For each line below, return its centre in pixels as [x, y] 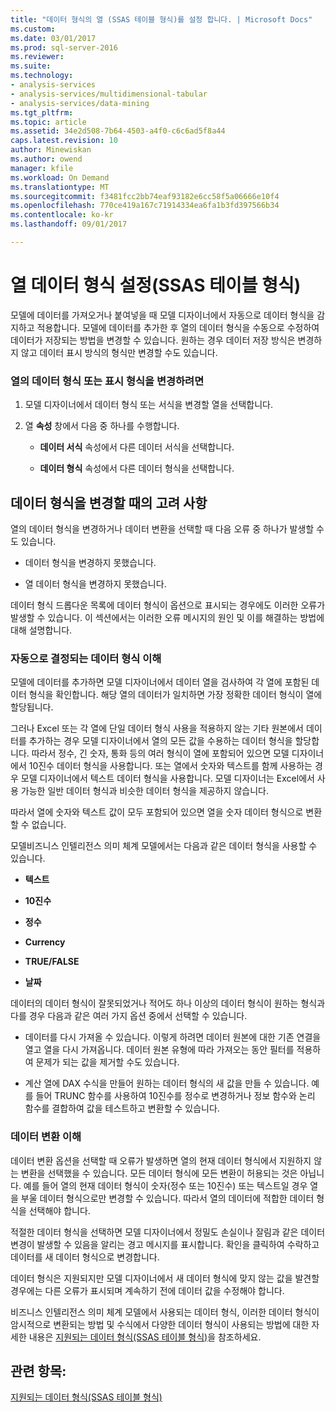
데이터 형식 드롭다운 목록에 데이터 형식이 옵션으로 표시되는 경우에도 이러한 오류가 [168, 605]
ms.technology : [42, 76]
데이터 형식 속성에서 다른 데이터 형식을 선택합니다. [137, 468]
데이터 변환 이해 [46, 1137]
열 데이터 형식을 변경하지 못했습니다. [95, 583]
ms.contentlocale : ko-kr [62, 215]
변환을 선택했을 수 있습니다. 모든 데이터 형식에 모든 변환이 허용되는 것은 [159, 1173]
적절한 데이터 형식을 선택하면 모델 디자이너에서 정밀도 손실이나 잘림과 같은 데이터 [168, 1232]
